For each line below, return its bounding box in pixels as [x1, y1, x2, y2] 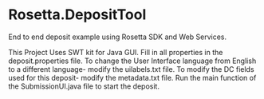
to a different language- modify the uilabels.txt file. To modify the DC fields [8, 64, 254, 73]
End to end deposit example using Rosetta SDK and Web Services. [8, 32, 227, 42]
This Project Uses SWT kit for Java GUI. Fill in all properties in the [8, 47, 223, 57]
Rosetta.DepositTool [8, 6, 147, 24]
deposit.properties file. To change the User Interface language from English [8, 56, 257, 65]
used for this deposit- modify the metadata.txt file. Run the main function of [8, 73, 257, 82]
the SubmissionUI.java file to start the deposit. [8, 81, 160, 91]
